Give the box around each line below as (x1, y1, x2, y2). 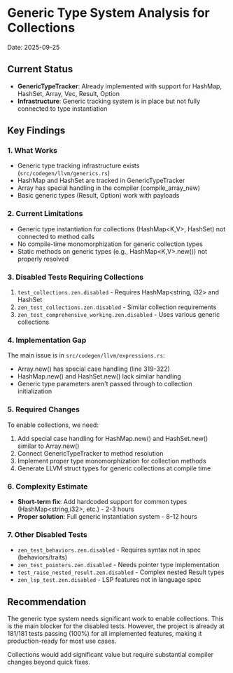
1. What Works (7, 146, 58, 156)
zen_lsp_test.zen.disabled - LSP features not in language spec (17, 576, 202, 584)
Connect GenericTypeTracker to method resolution (17, 449, 164, 457)
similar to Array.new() (17, 442, 80, 450)
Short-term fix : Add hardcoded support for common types (17, 497, 188, 505)
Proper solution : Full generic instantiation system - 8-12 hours (17, 512, 197, 520)
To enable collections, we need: (7, 421, 99, 429)
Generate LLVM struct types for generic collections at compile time (17, 464, 211, 473)
